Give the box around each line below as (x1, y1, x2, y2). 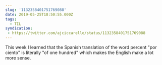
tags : (5, 16, 17, 21)
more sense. (5, 55, 31, 60)
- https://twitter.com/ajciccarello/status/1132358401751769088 (7, 30, 145, 35)
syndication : (5, 26, 33, 31)
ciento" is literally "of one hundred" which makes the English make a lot (5, 49, 154, 55)
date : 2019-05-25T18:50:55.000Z (5, 12, 73, 17)
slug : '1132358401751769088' (5, 7, 67, 12)
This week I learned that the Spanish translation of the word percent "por (5, 44, 157, 50)
